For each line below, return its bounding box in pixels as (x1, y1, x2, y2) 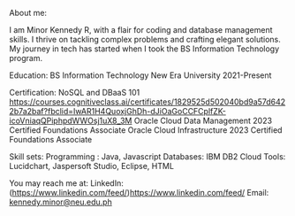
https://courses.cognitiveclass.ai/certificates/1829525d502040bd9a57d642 (9, 96, 286, 107)
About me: (9, 8, 47, 18)
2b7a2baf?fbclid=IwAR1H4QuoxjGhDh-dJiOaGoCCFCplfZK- (9, 106, 227, 116)
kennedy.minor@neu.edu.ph (9, 197, 112, 207)
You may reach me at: (9, 178, 89, 189)
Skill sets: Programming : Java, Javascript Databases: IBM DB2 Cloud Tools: (9, 151, 286, 162)
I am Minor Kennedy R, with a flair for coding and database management (9, 25, 273, 35)
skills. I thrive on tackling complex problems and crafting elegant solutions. (9, 35, 281, 44)
